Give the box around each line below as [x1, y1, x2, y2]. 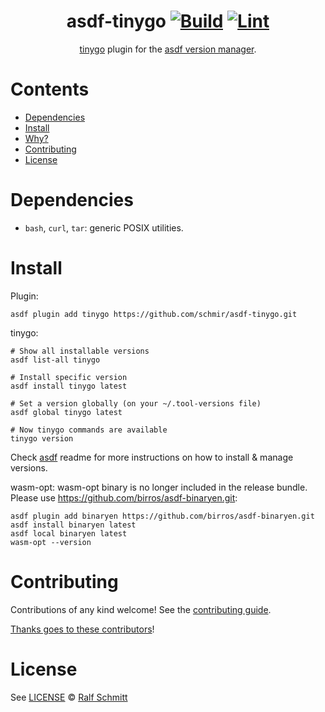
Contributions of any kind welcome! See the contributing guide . [10, 603, 272, 615]
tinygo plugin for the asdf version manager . [79, 43, 257, 55]
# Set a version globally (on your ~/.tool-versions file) [10, 398, 262, 409]
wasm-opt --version [10, 537, 92, 547]
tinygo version [10, 433, 74, 444]
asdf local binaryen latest [10, 528, 128, 539]
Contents [10, 78, 90, 101]
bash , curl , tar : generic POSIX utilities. [24, 221, 184, 234]
